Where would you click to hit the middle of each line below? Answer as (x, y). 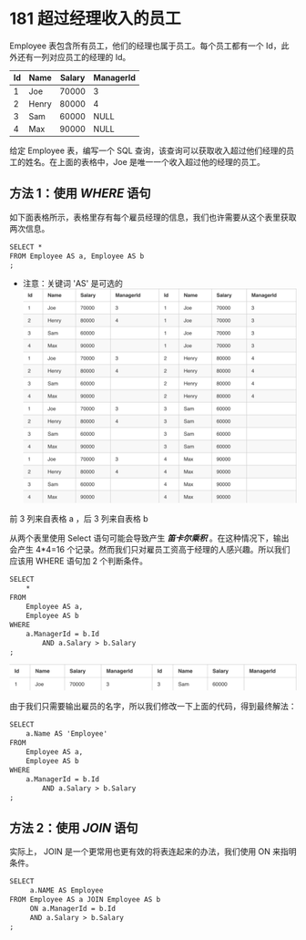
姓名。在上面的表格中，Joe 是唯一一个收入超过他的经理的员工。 (145, 161)
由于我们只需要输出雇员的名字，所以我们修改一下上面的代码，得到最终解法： (153, 707)
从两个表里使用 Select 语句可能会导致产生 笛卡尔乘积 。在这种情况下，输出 (149, 538)
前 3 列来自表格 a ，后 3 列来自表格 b (79, 518)
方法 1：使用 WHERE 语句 (81, 194)
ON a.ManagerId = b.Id (73, 908)
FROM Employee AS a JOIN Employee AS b (85, 899)
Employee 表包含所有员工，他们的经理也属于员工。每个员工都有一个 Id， (145, 46)
